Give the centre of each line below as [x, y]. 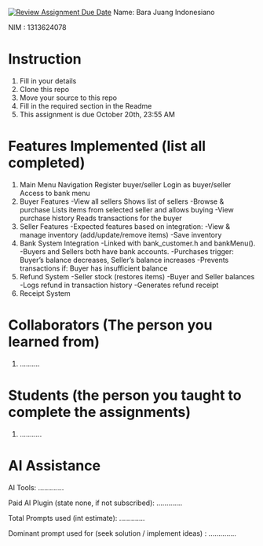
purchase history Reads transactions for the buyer [100, 218]
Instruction [45, 59]
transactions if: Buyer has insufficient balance [93, 268]
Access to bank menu [55, 193]
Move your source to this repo [68, 98]
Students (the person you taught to [125, 395]
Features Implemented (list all [107, 146]
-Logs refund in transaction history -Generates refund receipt [119, 285]
